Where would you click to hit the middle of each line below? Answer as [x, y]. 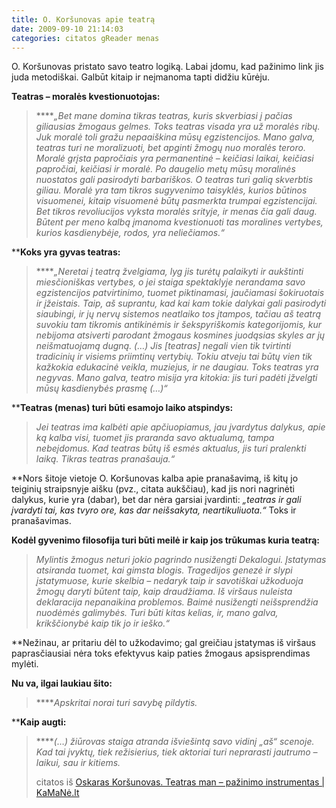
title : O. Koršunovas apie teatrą [83, 19]
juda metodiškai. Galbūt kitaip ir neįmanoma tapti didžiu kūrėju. [141, 77]
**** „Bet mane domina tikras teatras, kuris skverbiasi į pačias [164, 116]
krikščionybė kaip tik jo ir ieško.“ [102, 623]
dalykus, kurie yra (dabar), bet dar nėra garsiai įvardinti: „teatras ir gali [156, 500]
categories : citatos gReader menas [85, 38]
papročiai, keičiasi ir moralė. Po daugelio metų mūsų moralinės [165, 169]
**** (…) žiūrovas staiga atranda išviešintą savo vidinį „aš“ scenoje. [175, 742]
